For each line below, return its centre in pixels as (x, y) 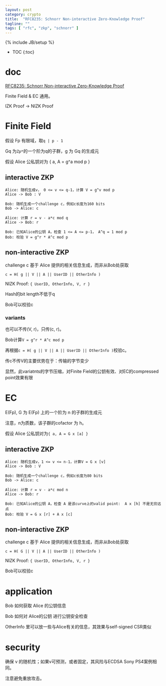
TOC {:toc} (23, 52)
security (23, 647)
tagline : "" (17, 24)
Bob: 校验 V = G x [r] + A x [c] (39, 514)
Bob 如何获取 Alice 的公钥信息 (36, 606)
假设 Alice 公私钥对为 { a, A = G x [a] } (47, 433)
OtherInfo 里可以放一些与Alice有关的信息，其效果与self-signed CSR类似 (78, 627)
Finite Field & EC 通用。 (29, 96)
